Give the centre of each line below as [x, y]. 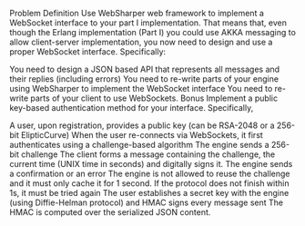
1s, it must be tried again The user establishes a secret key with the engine [149, 193]
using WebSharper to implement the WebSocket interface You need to [141, 88]
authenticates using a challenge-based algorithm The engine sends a [140, 145]
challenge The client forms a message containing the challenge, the [148, 154]
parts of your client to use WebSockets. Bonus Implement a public [154, 98]
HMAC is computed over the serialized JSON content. [110, 212]
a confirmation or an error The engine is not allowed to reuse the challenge [150, 173]
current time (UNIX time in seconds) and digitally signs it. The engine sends [151, 164]
